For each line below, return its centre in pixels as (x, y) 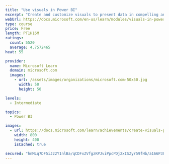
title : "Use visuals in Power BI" (41, 10)
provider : (16, 61)
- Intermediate (26, 103)
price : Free (18, 29)
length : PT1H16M (22, 33)
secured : (14, 153)
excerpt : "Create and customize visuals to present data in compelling (82, 15)
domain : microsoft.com (33, 70)
